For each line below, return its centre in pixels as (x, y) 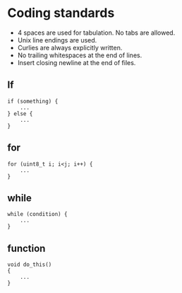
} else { (20, 114)
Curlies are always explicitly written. (70, 47)
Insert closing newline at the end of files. (77, 62)
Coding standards (61, 13)
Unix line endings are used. (57, 40)
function (26, 248)
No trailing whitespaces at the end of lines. (80, 55)
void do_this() (30, 265)
